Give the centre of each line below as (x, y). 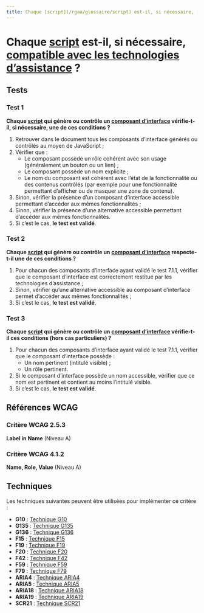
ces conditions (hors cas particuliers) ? (61, 338)
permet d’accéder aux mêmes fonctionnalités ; (73, 296)
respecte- (184, 252)
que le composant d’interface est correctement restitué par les (93, 277)
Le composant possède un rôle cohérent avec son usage (95, 158)
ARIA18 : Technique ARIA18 (49, 590)
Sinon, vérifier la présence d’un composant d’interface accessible (97, 197)
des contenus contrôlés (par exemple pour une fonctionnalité (100, 184)
